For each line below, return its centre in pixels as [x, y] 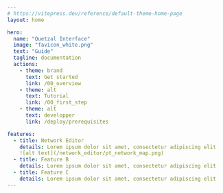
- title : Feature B [41, 160]
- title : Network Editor [49, 140]
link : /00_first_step [56, 103]
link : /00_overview [53, 83]
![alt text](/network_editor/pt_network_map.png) [92, 153]
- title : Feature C [41, 172]
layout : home [26, 20]
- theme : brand [41, 70]
